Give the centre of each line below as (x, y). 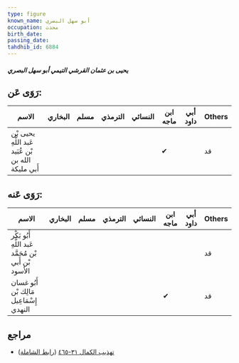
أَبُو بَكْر (21, 235)
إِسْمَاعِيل (24, 300)
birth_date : (25, 34)
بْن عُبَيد (22, 151)
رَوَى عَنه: (25, 194)
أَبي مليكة (25, 169)
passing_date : (28, 41)
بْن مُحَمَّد (24, 253)
